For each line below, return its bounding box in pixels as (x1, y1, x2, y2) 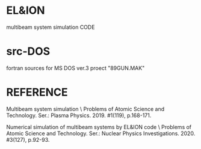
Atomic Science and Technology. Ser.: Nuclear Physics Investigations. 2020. (6, 130, 196, 137)
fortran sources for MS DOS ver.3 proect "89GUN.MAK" (6, 64, 145, 71)
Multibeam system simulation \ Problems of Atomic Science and (6, 105, 165, 112)
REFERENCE (6, 85, 68, 99)
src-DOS (6, 44, 51, 58)
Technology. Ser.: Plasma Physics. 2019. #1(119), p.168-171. (6, 112, 152, 119)
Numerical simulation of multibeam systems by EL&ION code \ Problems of (6, 123, 192, 130)
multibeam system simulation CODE (6, 23, 95, 31)
